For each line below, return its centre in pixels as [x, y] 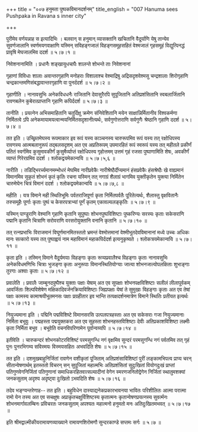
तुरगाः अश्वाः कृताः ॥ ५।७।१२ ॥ [38, 271]
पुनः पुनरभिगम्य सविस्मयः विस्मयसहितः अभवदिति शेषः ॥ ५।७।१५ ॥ [69, 347]
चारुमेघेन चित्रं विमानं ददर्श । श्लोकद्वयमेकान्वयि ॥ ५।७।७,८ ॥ [65, 183]
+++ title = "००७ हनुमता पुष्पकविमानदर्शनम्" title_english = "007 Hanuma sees [92, 9]
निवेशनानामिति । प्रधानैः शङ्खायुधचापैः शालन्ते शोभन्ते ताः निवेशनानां [68, 64]
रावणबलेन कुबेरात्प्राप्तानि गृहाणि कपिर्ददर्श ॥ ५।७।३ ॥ [57, 101]
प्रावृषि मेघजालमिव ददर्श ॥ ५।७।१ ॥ [41, 52]
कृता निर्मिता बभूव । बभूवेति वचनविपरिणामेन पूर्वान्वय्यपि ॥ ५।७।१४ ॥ [71, 328]
